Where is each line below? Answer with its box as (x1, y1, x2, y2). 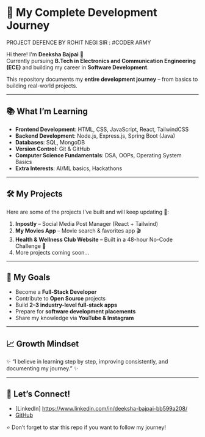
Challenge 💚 (15, 242, 46, 250)
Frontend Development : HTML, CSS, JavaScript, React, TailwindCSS (15, 125, 189, 133)
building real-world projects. (6, 82, 77, 89)
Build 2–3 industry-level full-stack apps (15, 301, 118, 308)
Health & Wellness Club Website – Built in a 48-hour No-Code (15, 236, 173, 243)
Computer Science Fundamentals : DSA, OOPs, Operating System (15, 151, 182, 159)
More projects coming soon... (15, 248, 90, 256)
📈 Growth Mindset (6, 338, 79, 349)
